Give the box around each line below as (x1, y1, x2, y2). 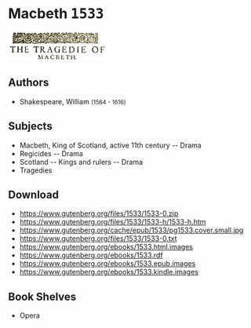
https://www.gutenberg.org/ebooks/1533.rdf (19, 250, 163, 260)
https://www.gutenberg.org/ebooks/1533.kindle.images (19, 268, 198, 277)
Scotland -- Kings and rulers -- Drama (19, 157, 144, 166)
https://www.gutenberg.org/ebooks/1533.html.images (19, 242, 194, 252)
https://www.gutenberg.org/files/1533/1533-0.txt (19, 234, 178, 243)
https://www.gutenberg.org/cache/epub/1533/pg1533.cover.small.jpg (19, 225, 244, 235)
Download (8, 188, 59, 201)
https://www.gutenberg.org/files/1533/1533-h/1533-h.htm (19, 217, 206, 227)
